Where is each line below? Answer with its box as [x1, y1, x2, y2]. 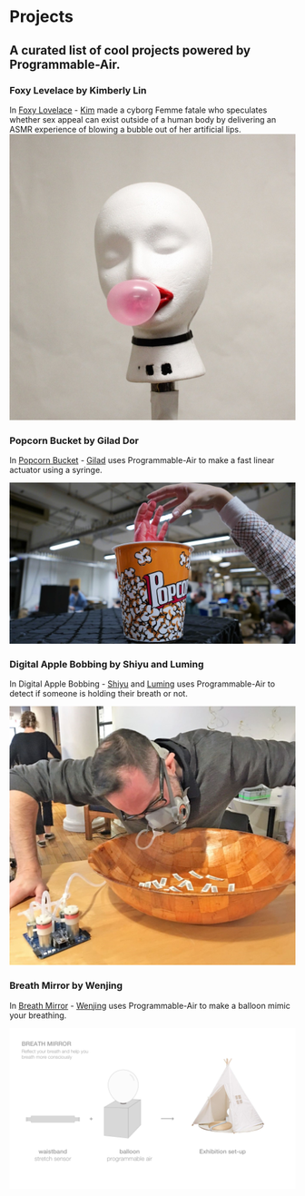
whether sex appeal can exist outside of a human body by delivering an [9, 114, 277, 124]
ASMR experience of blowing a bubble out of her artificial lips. [9, 124, 241, 134]
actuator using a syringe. [9, 465, 103, 476]
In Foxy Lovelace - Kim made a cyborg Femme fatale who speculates [9, 104, 268, 115]
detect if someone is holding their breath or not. [9, 687, 188, 698]
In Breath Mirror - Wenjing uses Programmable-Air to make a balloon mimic [9, 1000, 290, 1011]
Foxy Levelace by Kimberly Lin [9, 84, 147, 96]
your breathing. [9, 1010, 67, 1021]
